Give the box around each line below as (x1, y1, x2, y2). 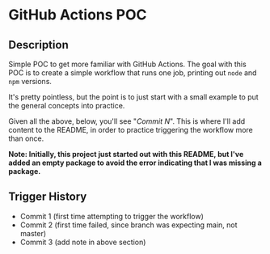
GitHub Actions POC (8, 6, 147, 24)
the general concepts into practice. (8, 101, 125, 110)
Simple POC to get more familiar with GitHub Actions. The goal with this (8, 59, 247, 69)
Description (8, 38, 69, 52)
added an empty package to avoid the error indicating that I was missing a (8, 158, 263, 167)
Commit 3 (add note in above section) (19, 237, 146, 247)
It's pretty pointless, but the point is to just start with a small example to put (8, 92, 259, 102)
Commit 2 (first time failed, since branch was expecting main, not (19, 220, 238, 230)
